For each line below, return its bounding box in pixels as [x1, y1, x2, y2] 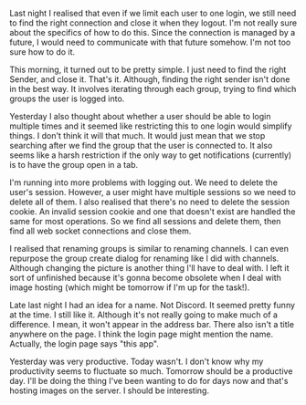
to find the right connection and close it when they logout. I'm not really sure [9, 17, 298, 28]
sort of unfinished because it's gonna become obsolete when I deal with [9, 273, 281, 283]
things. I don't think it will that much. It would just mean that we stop [9, 130, 266, 140]
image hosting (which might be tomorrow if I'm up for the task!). [9, 282, 250, 293]
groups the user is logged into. [9, 93, 125, 104]
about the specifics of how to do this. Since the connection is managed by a [9, 27, 296, 37]
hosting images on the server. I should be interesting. [9, 385, 210, 396]
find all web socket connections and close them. [9, 225, 192, 236]
